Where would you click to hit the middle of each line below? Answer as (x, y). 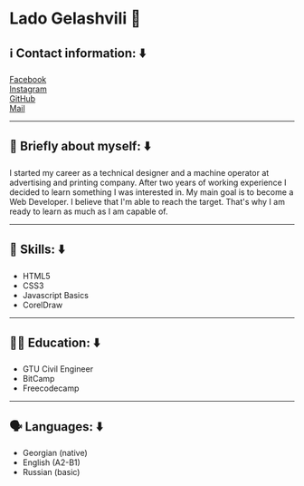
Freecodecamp (51, 388)
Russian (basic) (51, 472)
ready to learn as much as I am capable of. (89, 211)
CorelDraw (43, 305)
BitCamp (38, 379)
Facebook (28, 79)
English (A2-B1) (52, 462)
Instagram (28, 89)
